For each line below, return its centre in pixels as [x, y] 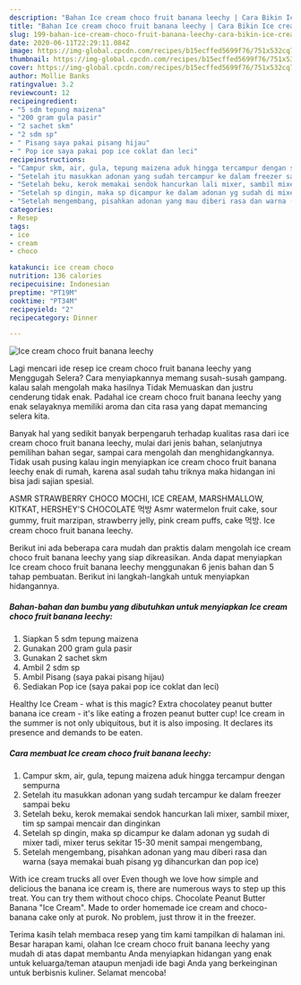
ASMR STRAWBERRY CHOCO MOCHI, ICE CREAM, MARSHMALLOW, [137, 498]
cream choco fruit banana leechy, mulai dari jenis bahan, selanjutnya [136, 443]
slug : [19, 34]
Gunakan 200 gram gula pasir [77, 648]
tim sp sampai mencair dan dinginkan [91, 823]
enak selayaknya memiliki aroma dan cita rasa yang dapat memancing [138, 407]
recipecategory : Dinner [54, 318]
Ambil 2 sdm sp [51, 668]
